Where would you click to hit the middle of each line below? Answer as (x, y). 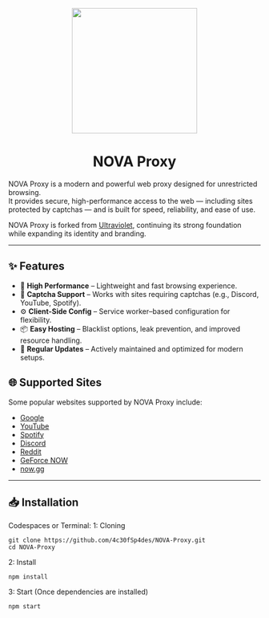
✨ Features (36, 266)
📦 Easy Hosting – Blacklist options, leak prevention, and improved (130, 328)
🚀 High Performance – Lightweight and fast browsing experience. (128, 286)
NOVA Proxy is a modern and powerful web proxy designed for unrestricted (133, 184)
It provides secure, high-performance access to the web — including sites (131, 201)
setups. (32, 357)
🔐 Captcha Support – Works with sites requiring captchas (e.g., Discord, (139, 294)
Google (32, 417)
